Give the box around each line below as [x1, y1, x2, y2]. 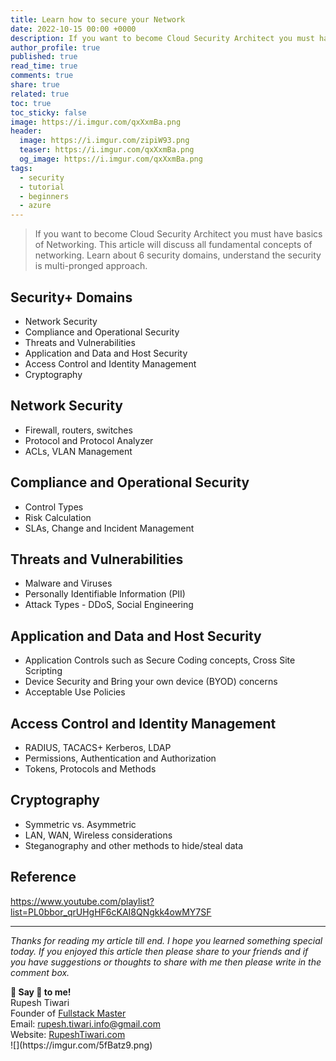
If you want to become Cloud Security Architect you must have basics [34, 228, 323, 240]
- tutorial [19, 182, 65, 192]
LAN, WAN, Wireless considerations [24, 829, 173, 841]
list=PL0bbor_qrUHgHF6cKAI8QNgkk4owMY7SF [10, 906, 212, 918]
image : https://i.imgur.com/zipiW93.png [19, 136, 190, 146]
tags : [10, 163, 33, 173]
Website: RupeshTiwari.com [10, 1028, 126, 1040]
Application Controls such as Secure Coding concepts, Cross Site [24, 654, 296, 666]
